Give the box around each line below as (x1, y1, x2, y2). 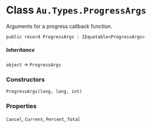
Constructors (6, 75, 45, 83)
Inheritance (6, 46, 35, 53)
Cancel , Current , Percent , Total (6, 115, 81, 122)
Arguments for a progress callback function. (6, 23, 113, 30)
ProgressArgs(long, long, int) (6, 88, 82, 95)
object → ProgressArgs (6, 61, 61, 67)
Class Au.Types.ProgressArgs (6, 3, 147, 17)
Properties (6, 102, 37, 111)
